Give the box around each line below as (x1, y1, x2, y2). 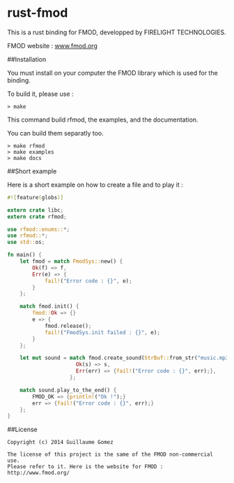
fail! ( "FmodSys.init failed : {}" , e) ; (44, 329, 160, 336)
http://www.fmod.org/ (7, 470, 70, 477)
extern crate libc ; (7, 206, 64, 214)
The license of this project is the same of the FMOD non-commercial (7, 451, 214, 459)
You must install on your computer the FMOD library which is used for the (7, 69, 218, 77)
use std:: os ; (7, 239, 45, 246)
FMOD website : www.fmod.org (7, 41, 97, 50)
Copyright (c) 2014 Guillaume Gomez (7, 439, 114, 446)
